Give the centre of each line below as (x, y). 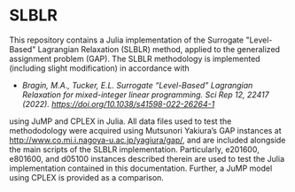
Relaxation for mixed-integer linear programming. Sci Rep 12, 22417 (145, 95)
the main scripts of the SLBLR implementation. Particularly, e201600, (134, 149)
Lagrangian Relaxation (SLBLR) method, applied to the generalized (159, 49)
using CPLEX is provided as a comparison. (86, 177)
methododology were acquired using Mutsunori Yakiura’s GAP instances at (145, 130)
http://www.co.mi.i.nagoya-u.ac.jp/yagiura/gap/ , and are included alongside (147, 140)
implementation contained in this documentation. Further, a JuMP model (141, 168)
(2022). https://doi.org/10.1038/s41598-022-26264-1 (118, 104)
